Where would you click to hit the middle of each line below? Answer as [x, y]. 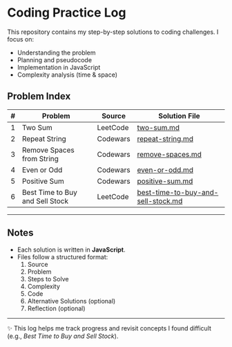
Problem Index [39, 96]
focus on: [21, 39]
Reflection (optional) [56, 308]
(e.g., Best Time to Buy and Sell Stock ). [63, 336]
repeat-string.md [165, 138]
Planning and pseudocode [54, 59]
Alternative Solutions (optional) [71, 301]
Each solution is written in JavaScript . [71, 250]
